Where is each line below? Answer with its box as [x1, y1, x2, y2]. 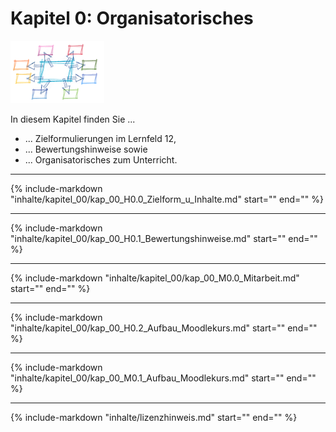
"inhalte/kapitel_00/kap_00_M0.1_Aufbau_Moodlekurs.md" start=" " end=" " [10, 372, 317, 384]
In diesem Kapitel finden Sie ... [10, 113, 136, 125]
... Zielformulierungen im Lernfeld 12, [24, 132, 177, 144]
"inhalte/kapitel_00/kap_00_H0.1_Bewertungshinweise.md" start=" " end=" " [10, 232, 318, 244]
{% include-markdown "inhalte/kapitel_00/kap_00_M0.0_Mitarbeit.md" [10, 272, 300, 284]
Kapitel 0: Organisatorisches [10, 7, 254, 30]
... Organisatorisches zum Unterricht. [24, 153, 178, 166]
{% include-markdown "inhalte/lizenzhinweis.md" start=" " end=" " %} [10, 411, 298, 423]
